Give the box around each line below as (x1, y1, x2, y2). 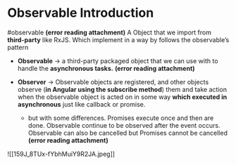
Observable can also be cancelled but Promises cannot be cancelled (27, 128, 228, 137)
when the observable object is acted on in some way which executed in (17, 93, 228, 101)
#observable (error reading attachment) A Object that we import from (7, 28, 211, 37)
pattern (7, 43, 29, 51)
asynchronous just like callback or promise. (17, 100, 146, 108)
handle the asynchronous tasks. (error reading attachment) (17, 64, 195, 72)
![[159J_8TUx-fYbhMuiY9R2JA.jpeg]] (7, 150, 115, 158)
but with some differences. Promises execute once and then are (27, 114, 214, 122)
